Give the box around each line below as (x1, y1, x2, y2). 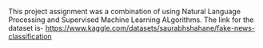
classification (8, 31, 52, 41)
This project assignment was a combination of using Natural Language (8, 7, 241, 16)
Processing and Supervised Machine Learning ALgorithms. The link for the (8, 15, 254, 24)
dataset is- (8, 24, 44, 32)
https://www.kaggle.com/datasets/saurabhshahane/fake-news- (45, 24, 256, 32)
